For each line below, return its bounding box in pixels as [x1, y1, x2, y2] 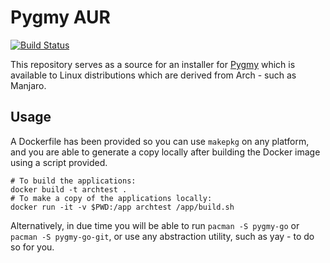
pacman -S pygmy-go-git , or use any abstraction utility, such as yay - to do [10, 230, 315, 242]
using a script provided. [10, 156, 108, 168]
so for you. [10, 241, 55, 253]
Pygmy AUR [10, 6, 111, 29]
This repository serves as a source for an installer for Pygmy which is [10, 58, 296, 70]
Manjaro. [10, 79, 47, 91]
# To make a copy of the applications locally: [10, 193, 213, 203]
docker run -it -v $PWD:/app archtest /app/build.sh [10, 202, 235, 212]
